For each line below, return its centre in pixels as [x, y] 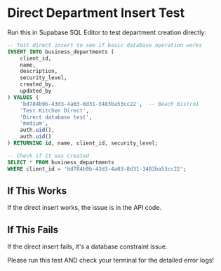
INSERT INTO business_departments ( [61, 52]
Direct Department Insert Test [96, 13]
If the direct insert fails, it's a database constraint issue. [87, 246]
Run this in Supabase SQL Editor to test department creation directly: [107, 32]
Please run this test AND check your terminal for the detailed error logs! [110, 260]
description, [39, 72]
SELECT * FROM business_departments [61, 162]
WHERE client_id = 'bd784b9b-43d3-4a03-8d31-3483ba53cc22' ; [97, 169]
